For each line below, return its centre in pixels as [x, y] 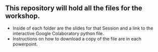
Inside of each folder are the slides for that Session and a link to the [83, 28]
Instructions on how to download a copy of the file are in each [77, 38]
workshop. [23, 16]
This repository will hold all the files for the [74, 8]
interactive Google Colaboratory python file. [58, 33]
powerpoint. [25, 44]
